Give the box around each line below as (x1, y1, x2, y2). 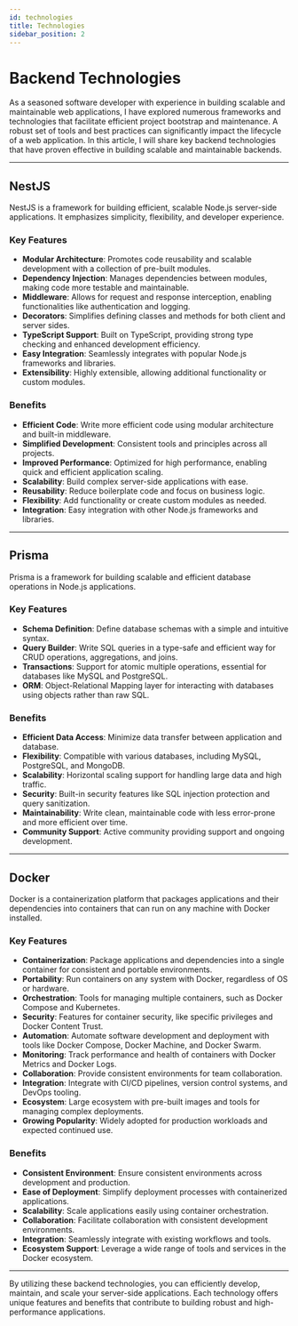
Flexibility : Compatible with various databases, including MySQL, (21, 751, 262, 761)
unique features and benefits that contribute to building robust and (9, 1297, 253, 1307)
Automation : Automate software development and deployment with (21, 1031, 270, 1041)
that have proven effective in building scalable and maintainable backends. (9, 144, 282, 156)
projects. (21, 447, 55, 458)
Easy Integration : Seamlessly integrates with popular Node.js (21, 349, 247, 359)
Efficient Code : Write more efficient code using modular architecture (21, 419, 274, 430)
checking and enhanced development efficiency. (21, 339, 201, 350)
